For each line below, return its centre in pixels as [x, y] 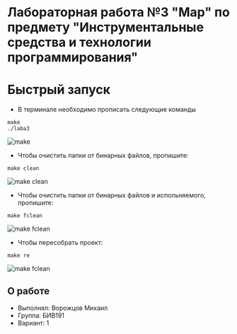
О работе [29, 291]
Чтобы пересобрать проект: [60, 243]
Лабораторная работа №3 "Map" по [118, 12]
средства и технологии [80, 42]
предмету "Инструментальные [105, 27]
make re [19, 255]
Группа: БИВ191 [41, 315]
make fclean [25, 216]
